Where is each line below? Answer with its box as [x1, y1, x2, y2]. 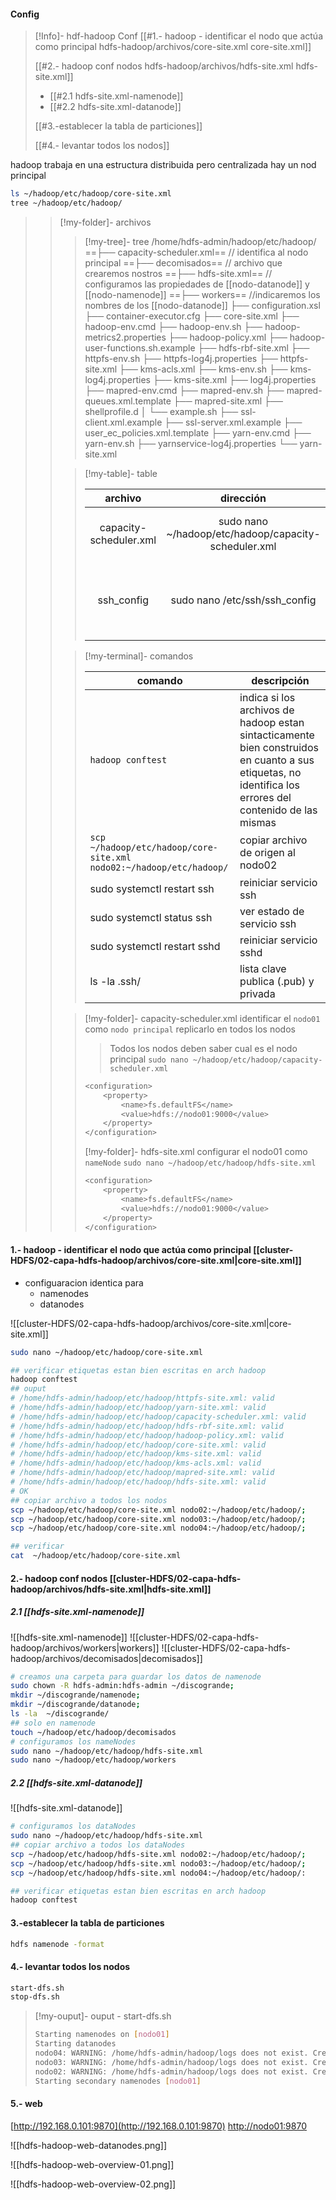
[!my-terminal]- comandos [84, 650, 194, 662]
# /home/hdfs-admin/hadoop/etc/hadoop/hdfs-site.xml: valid [10, 1477, 267, 1487]
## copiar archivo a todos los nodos [10, 1495, 168, 1505]
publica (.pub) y [239, 974, 315, 988]
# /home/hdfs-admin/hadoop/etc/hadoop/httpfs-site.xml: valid [10, 1393, 275, 1404]
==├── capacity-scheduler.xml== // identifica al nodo [84, 246, 309, 258]
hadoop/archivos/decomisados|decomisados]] [10, 1652, 203, 1664]
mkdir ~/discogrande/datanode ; [10, 1700, 141, 1710]
